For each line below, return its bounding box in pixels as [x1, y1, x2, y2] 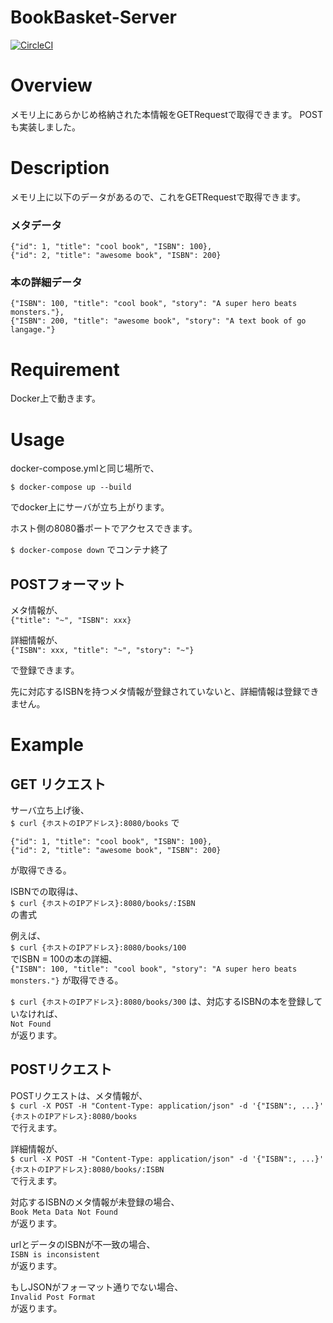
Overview [10, 74, 93, 97]
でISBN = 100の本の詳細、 [10, 953, 118, 965]
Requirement [10, 358, 120, 381]
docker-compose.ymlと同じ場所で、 [10, 462, 160, 475]
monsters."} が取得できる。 [10, 974, 124, 986]
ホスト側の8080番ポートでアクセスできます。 [10, 522, 198, 535]
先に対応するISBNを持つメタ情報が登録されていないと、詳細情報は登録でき [10, 686, 320, 698]
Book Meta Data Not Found [10, 1207, 118, 1217]
